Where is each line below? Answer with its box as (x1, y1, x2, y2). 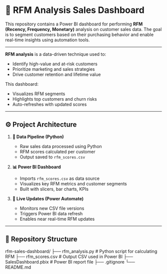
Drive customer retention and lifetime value (12, 71, 101, 77)
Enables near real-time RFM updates (19, 216, 95, 222)
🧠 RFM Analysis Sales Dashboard (5, 4, 145, 16)
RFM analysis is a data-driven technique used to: (5, 51, 106, 57)
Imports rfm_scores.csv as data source (19, 175, 100, 181)
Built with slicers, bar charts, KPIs (19, 186, 88, 192)
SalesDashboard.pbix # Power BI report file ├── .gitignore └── (5, 259, 135, 265)
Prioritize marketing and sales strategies (12, 66, 95, 72)
